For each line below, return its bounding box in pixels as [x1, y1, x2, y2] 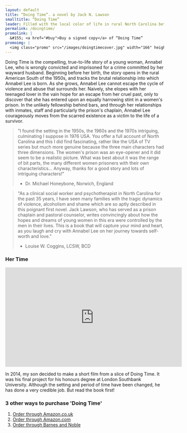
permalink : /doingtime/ [5, 26, 55, 31]
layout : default [5, 7, 39, 13]
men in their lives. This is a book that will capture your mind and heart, [17, 222, 164, 228]
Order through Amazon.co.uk [12, 411, 74, 417]
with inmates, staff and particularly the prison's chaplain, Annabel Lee [5, 107, 150, 113]
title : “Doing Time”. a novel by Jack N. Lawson [5, 12, 109, 17]
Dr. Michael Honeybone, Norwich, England [25, 180, 113, 186]
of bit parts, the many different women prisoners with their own [17, 160, 149, 166]
